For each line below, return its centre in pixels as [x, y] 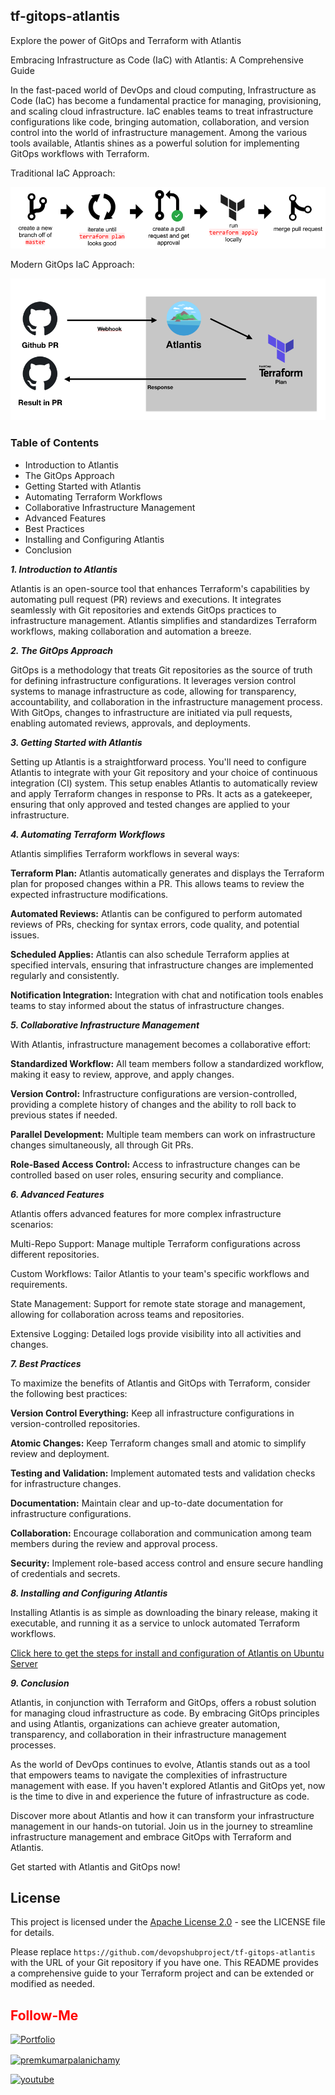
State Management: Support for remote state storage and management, [158, 1303]
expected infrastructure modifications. [89, 894]
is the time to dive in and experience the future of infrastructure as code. [160, 1796]
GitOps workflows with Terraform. [80, 153]
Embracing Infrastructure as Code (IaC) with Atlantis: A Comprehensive [157, 60]
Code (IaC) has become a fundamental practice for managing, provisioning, [166, 100]
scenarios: [32, 1224]
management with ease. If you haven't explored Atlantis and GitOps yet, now [168, 1785]
